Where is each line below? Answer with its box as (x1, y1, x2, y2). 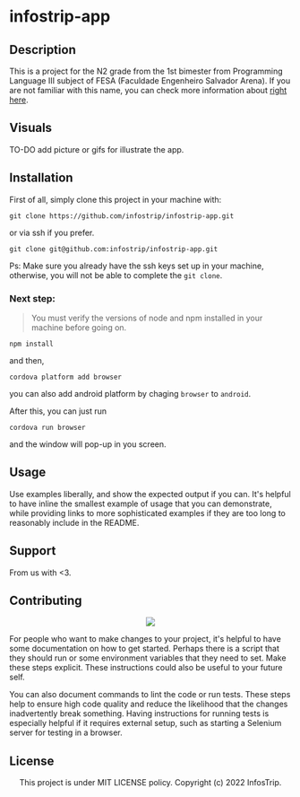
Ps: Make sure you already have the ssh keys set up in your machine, (9, 260, 264, 271)
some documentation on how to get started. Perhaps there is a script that (9, 644, 279, 654)
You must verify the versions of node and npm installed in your (30, 312, 263, 323)
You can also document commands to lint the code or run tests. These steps (9, 689, 291, 700)
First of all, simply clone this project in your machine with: (9, 194, 222, 205)
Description (9, 42, 76, 57)
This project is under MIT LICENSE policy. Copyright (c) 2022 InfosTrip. (19, 777, 282, 788)
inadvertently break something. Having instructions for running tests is (9, 708, 270, 719)
